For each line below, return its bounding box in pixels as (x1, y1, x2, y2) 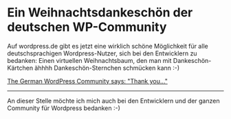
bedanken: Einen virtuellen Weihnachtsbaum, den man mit (7, 56, 172, 64)
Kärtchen (7, 64, 33, 72)
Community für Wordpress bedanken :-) (7, 104, 120, 112)
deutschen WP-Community (7, 19, 167, 35)
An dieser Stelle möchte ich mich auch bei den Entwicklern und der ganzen (7, 96, 220, 105)
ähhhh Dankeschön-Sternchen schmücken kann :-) (34, 64, 180, 72)
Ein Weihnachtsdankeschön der (7, 5, 193, 21)
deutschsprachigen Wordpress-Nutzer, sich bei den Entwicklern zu (7, 49, 197, 57)
